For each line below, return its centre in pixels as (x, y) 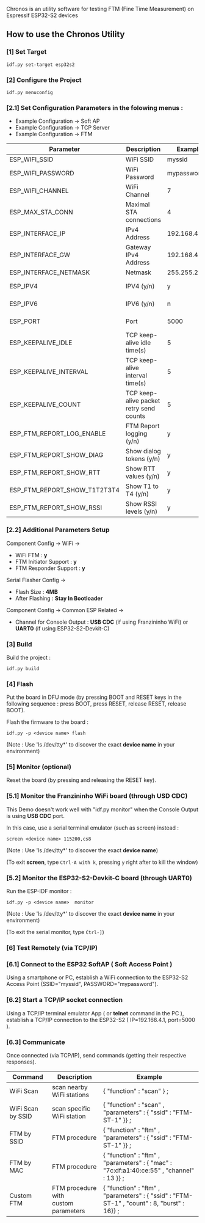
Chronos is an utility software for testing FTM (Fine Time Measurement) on (100, 9)
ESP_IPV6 (23, 304)
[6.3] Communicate (36, 1042)
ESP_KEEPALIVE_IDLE (41, 343)
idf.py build (23, 668)
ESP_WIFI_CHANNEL (39, 191)
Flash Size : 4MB (36, 591)
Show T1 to (142, 486)
